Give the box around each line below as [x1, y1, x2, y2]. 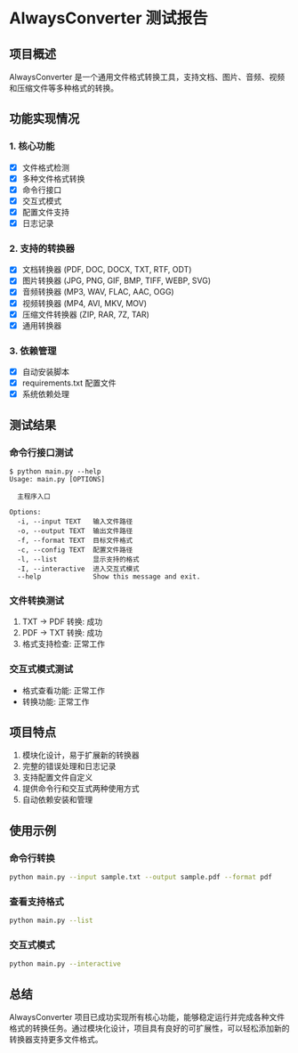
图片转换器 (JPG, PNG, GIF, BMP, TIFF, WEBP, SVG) [21, 275, 212, 286]
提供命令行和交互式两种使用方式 [21, 783, 140, 794]
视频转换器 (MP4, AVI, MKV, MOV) [21, 297, 148, 308]
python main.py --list [9, 916, 93, 926]
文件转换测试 [9, 594, 65, 606]
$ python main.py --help [9, 466, 101, 476]
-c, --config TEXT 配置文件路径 [17, 545, 133, 555]
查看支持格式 [9, 895, 65, 908]
